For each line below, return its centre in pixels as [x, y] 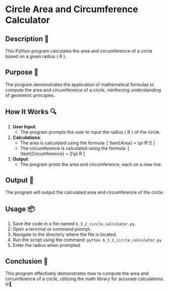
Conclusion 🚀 [27, 261]
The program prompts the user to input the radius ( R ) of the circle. [90, 132]
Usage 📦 [20, 209]
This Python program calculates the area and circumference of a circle [79, 51]
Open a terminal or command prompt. [52, 229]
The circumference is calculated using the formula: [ [75, 148]
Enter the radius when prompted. [47, 245]
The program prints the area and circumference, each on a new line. [91, 164]
